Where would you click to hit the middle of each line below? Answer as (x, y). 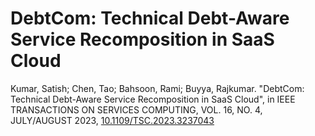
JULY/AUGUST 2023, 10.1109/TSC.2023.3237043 (112, 120)
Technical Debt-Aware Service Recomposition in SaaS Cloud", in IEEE (153, 99)
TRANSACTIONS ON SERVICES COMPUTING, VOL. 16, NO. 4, (136, 109)
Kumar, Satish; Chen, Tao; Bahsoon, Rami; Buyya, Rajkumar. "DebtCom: (157, 88)
